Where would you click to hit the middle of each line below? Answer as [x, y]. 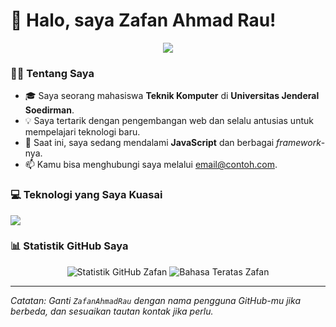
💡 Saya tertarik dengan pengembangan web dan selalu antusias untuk [169, 121]
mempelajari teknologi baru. [82, 132]
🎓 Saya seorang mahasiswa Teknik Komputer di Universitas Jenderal [172, 96]
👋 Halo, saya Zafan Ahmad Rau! [143, 20]
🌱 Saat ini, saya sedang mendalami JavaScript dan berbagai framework [173, 143]
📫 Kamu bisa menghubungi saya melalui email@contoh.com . [151, 165]
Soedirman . [49, 110]
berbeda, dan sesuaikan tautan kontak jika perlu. [112, 311]
